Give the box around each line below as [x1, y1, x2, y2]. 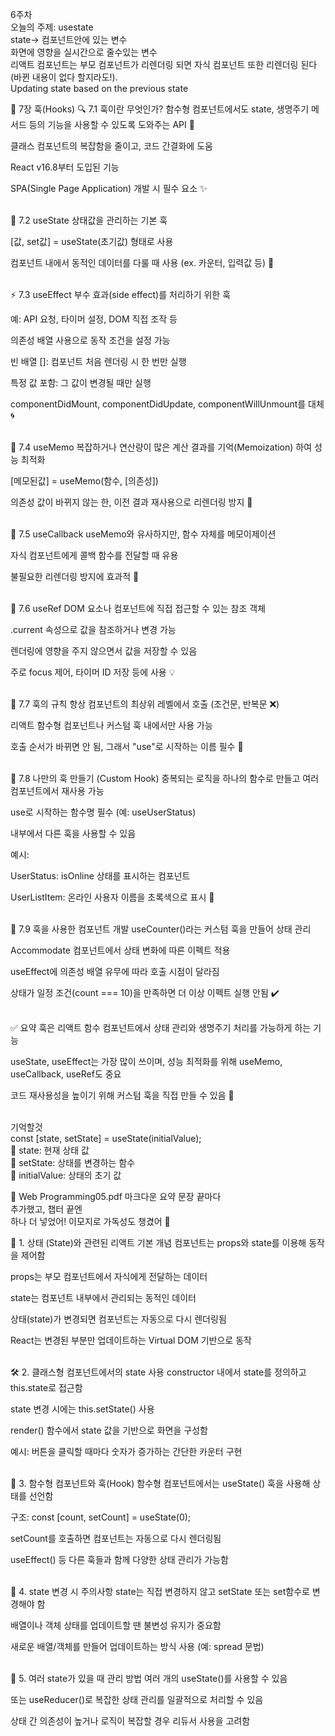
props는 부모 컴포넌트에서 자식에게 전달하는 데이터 [10, 1271, 208, 1282]
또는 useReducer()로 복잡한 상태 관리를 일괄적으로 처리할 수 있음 [10, 1694, 264, 1705]
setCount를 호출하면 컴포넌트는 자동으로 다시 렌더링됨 [10, 1533, 222, 1544]
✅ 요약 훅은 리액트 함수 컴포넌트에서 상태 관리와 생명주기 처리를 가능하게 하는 [10, 1022, 312, 1033]
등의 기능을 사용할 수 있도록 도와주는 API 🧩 [28, 119, 195, 130]
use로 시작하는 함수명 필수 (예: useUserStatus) [10, 806, 197, 818]
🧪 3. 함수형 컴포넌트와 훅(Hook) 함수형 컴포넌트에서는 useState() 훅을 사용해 [10, 1478, 311, 1489]
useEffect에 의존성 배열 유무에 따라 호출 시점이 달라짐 [10, 966, 220, 977]
